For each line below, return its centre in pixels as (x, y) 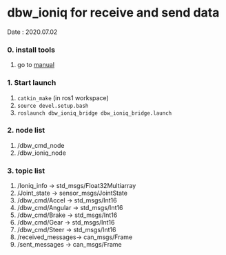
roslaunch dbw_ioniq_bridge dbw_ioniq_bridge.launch (94, 113)
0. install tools (31, 50)
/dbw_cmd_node (41, 145)
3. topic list (26, 171)
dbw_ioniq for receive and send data (113, 13)
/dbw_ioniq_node (42, 153)
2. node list (26, 131)
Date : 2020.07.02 (32, 32)
